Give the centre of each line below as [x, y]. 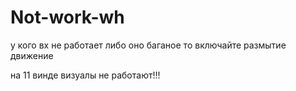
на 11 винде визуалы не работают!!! [85, 75]
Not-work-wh [67, 17]
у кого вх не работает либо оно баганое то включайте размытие [148, 45]
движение [32, 55]
